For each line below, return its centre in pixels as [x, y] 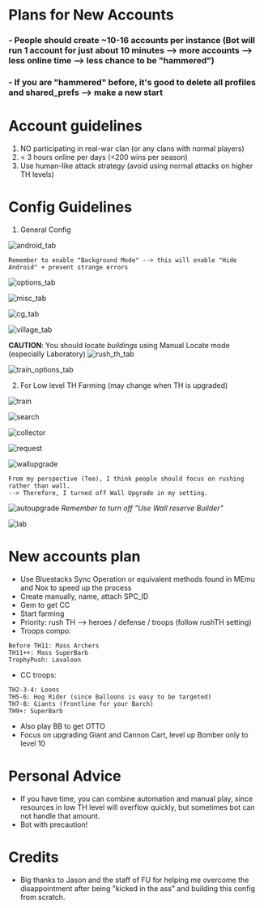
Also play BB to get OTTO [62, 726]
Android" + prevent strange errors [68, 267]
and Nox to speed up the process [76, 587]
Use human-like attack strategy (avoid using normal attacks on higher [136, 166]
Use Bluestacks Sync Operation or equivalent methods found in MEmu [137, 579]
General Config [45, 230]
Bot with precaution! [54, 824]
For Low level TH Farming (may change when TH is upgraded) [124, 385]
